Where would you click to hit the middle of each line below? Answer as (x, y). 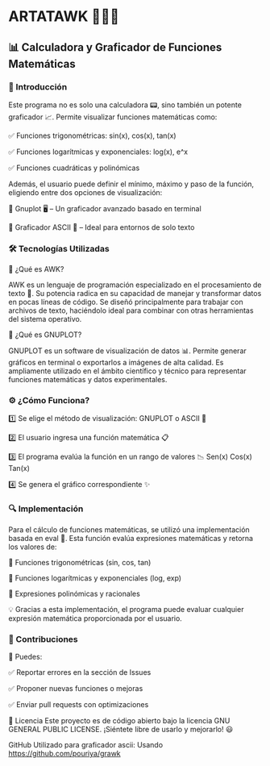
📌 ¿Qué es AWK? (36, 269)
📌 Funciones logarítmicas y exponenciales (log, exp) (95, 578)
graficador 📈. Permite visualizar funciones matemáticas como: (113, 117)
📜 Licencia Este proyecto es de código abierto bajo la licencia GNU (119, 721)
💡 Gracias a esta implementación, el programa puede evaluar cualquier (126, 609)
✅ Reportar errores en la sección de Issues (80, 672)
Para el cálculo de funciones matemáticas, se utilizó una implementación (129, 529)
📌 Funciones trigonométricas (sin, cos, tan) (80, 562)
